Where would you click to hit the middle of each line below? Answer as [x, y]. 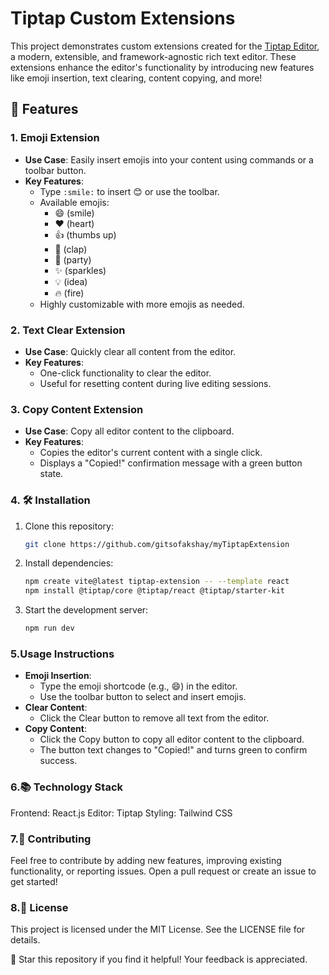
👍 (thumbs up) [85, 234]
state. [51, 474]
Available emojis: [74, 202]
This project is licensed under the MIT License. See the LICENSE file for [158, 929]
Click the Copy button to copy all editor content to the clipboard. [172, 739]
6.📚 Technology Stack [67, 787]
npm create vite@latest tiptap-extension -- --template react [157, 582]
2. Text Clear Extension [68, 330]
